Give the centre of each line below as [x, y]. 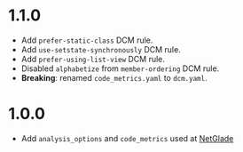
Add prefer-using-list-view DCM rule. [93, 59]
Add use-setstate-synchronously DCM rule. [101, 49]
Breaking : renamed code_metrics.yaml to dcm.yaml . [114, 77]
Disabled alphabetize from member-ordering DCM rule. [120, 68]
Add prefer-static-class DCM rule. [87, 40]
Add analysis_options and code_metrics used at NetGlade [127, 138]
